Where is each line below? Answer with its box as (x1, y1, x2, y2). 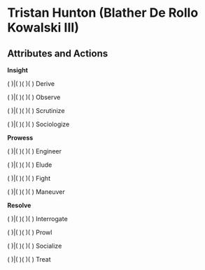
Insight (7, 66, 28, 74)
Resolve (7, 201, 31, 209)
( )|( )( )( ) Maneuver (7, 188, 65, 196)
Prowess (7, 134, 34, 142)
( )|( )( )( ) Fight (7, 174, 51, 182)
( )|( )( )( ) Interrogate (7, 215, 68, 223)
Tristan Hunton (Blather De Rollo (7, 5, 199, 21)
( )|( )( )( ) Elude (7, 160, 52, 169)
